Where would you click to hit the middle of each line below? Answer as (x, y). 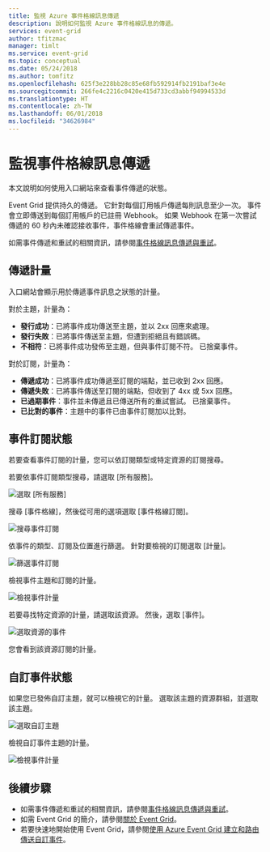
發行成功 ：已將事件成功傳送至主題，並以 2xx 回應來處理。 (117, 326)
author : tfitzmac (38, 38)
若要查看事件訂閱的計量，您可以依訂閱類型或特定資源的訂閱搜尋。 (118, 460)
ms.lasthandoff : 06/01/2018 (56, 114)
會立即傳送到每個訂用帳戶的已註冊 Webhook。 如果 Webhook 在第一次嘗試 (133, 215)
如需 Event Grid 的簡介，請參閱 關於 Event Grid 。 (101, 820)
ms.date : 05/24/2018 (43, 69)
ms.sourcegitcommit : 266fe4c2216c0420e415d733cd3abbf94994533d (117, 91)
